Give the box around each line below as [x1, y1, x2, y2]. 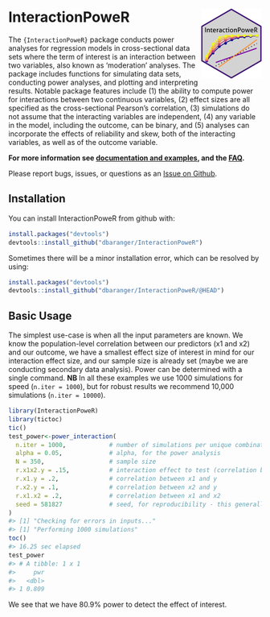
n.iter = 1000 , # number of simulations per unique [15, 441, 231, 449]
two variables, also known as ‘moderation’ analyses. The [8, 60, 195, 70]
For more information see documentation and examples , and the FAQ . [8, 153, 245, 163]
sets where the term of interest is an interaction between [8, 52, 196, 61]
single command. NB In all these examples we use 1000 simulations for [8, 373, 243, 383]
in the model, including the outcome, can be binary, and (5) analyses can [8, 120, 250, 130]
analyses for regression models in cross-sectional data [8, 43, 190, 52]
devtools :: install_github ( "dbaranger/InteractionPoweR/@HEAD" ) [8, 287, 225, 295]
